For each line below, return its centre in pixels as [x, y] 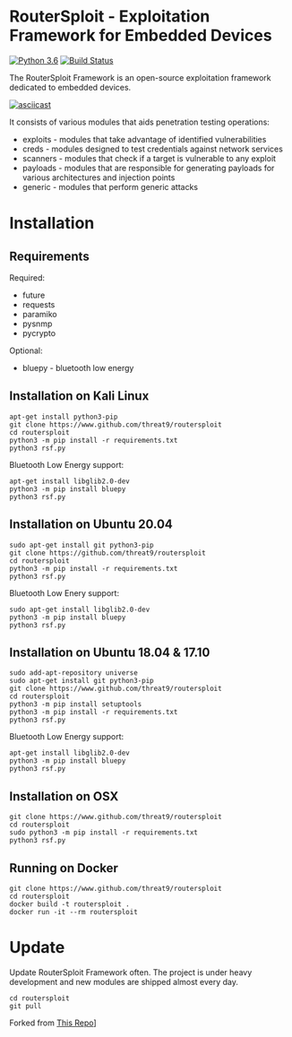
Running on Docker [64, 868]
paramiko [39, 314]
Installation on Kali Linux [79, 396]
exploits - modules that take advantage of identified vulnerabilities [144, 139]
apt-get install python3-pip [64, 417]
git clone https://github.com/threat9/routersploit [107, 553]
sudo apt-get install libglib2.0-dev [80, 609]
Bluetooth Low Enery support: [64, 592]
